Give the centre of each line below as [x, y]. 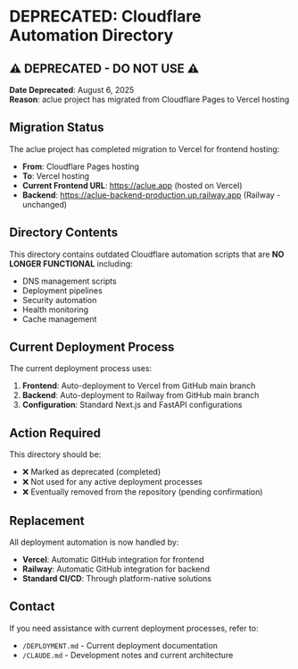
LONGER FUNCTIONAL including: [71, 263]
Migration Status [57, 127]
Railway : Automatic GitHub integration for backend [116, 569]
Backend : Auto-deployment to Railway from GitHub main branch [141, 395]
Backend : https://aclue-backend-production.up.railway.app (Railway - [151, 195]
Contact [32, 607]
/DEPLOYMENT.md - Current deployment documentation [120, 645]
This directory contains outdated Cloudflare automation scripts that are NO [147, 254]
